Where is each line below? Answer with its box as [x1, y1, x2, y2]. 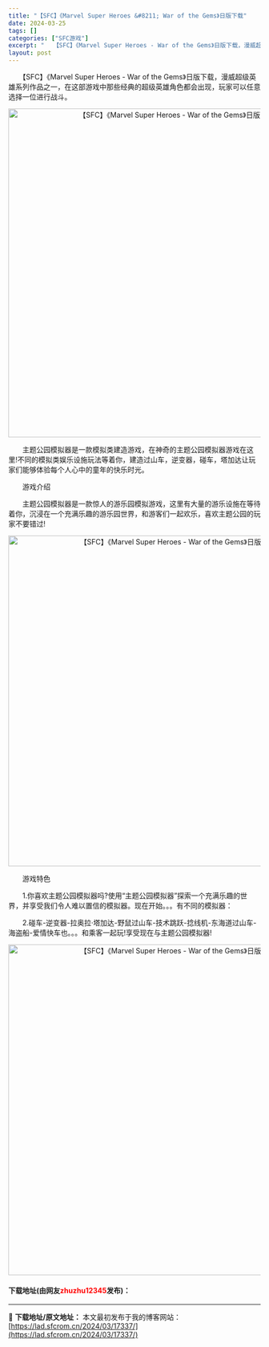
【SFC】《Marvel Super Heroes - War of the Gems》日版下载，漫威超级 [22, 72, 250, 81]
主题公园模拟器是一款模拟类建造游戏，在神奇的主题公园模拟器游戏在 [22, 445, 247, 454]
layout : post [8, 49, 52, 57]
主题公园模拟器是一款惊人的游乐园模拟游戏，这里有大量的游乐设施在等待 [22, 499, 261, 508]
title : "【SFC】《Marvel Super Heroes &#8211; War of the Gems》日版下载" [8, 11, 247, 20]
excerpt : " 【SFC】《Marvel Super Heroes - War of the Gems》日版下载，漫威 [8, 42, 256, 50]
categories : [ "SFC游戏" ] [8, 34, 89, 42]
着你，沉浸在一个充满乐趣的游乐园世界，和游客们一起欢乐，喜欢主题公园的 [8, 509, 254, 518]
